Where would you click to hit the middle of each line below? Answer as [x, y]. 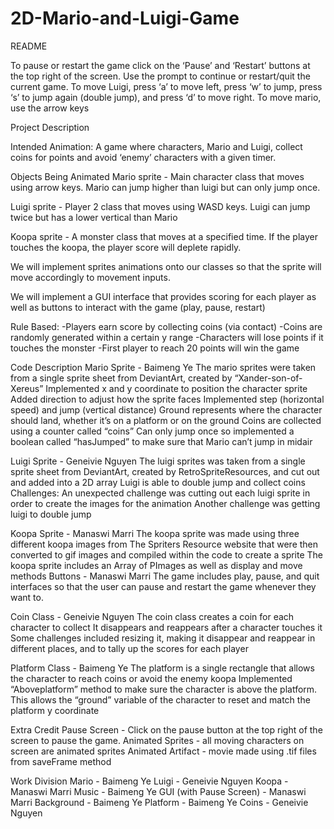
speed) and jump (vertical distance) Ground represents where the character [166, 409]
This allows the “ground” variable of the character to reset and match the [160, 699]
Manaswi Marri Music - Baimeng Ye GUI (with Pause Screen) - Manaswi [158, 791]
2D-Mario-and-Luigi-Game [125, 18]
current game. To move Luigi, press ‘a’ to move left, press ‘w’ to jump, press [166, 86]
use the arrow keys [50, 108]
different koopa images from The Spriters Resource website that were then [164, 544]
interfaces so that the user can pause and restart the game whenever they [163, 586]
